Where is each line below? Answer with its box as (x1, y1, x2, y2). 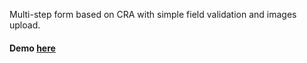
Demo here (9, 42, 56, 54)
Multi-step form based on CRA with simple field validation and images (9, 9, 297, 20)
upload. (9, 19, 41, 31)
